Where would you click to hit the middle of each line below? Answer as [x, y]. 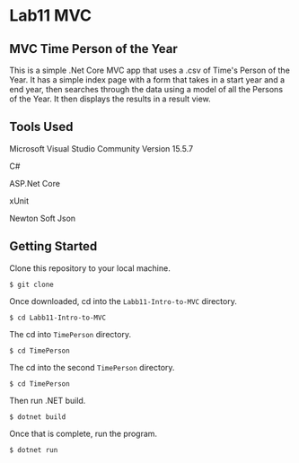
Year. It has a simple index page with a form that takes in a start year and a [147, 80]
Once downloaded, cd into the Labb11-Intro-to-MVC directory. [123, 301]
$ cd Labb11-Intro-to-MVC [57, 318]
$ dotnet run [34, 450]
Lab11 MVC [51, 16]
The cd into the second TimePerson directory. [92, 367]
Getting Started [53, 246]
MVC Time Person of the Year [93, 49]
